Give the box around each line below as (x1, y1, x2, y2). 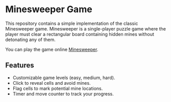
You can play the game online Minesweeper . (5, 46, 99, 52)
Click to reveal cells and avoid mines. (12, 80, 91, 86)
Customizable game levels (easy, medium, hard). (12, 75, 115, 81)
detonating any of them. (5, 37, 56, 43)
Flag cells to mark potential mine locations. (12, 85, 103, 91)
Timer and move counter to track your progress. (12, 90, 114, 97)
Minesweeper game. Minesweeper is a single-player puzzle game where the (5, 25, 166, 31)
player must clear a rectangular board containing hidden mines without (5, 31, 154, 37)
